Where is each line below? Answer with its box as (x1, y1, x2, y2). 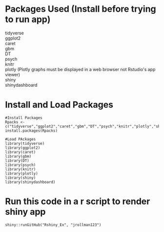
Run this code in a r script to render (5, 196, 150, 207)
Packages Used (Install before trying (5, 3, 156, 15)
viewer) (5, 71, 20, 77)
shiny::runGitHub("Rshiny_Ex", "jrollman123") (5, 222, 102, 227)
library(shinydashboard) (5, 180, 56, 185)
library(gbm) (5, 154, 32, 159)
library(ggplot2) (5, 145, 41, 150)
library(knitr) (5, 166, 36, 172)
